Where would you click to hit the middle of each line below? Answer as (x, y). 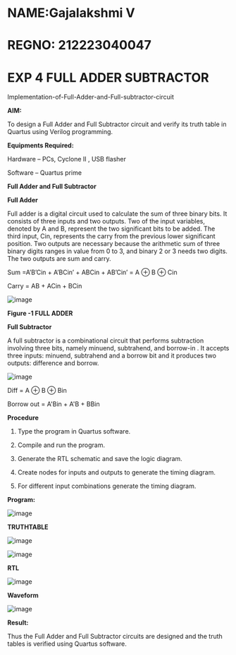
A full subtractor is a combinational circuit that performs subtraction (106, 341)
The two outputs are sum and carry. (59, 259)
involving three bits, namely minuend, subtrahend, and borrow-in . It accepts (118, 348)
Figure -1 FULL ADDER (40, 313)
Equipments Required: (41, 145)
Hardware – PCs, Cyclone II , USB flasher (67, 159)
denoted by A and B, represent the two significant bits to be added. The (111, 229)
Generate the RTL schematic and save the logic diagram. (100, 459)
